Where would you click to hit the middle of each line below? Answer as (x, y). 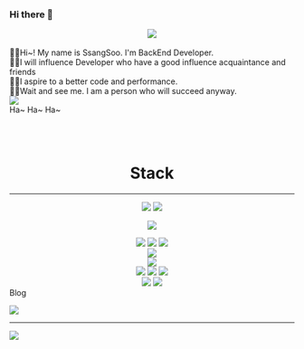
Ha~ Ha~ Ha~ (35, 110)
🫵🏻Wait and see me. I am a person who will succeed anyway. (123, 91)
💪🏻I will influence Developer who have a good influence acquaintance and (148, 62)
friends (23, 72)
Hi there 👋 (32, 14)
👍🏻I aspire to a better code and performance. (94, 81)
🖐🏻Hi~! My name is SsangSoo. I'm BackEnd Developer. (112, 52)
